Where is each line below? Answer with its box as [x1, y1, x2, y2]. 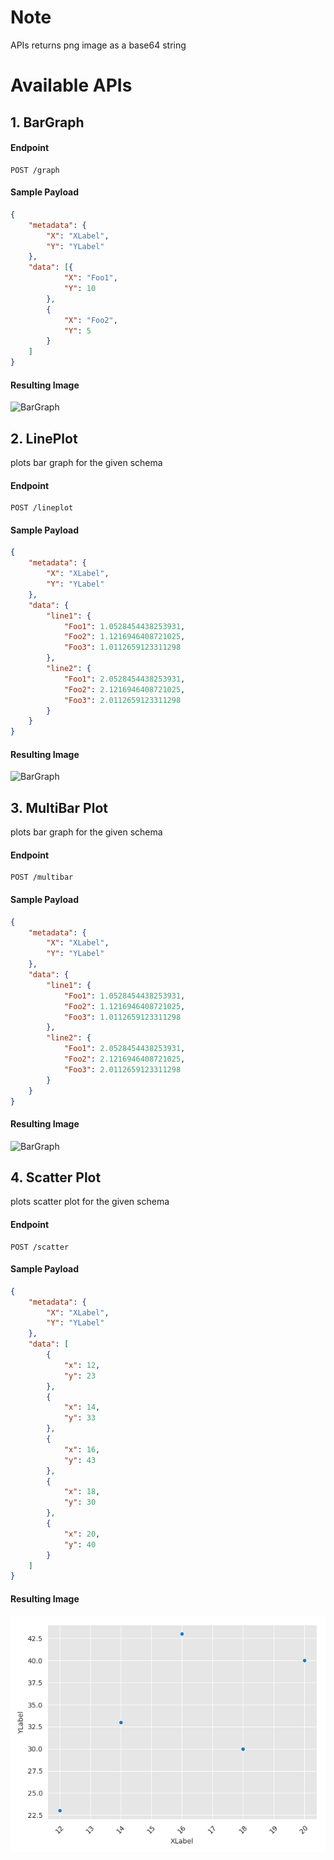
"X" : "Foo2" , [63, 315, 118, 325]
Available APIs [10, 74, 133, 97]
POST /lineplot [10, 503, 74, 513]
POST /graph [10, 165, 60, 175]
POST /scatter [10, 1242, 70, 1252]
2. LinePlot [10, 430, 78, 447]
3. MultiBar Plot [10, 799, 108, 816]
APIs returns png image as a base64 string [10, 39, 187, 51]
